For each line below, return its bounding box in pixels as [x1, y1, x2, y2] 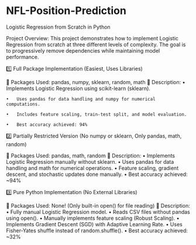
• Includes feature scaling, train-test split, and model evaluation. [6, 111, 187, 118]
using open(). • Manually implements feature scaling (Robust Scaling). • [6, 215, 180, 222]
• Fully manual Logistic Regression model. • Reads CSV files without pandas [6, 208, 190, 215]
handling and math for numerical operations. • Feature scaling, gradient [6, 164, 179, 171]
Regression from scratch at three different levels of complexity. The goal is [6, 41, 186, 48]
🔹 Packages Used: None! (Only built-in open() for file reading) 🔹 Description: [6, 202, 190, 209]
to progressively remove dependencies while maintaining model [6, 47, 160, 54]
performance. [6, 53, 39, 60]
